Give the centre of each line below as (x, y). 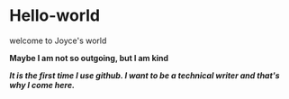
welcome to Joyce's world (58, 40)
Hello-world (55, 16)
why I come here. (42, 85)
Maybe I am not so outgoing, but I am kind (89, 58)
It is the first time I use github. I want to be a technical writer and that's (145, 75)
